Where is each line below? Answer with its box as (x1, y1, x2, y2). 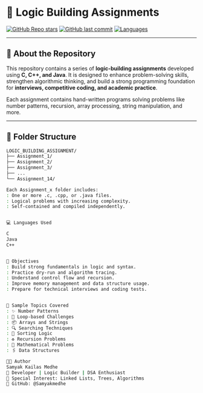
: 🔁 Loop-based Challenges (6, 314, 74, 320)
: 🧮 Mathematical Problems (6, 342, 74, 348)
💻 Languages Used (6, 220, 52, 226)
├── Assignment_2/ (6, 159, 53, 165)
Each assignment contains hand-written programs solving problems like (6, 96, 185, 103)
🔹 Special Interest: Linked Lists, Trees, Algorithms (6, 375, 145, 382)
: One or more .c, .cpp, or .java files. (6, 192, 112, 198)
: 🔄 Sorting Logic (6, 331, 53, 337)
